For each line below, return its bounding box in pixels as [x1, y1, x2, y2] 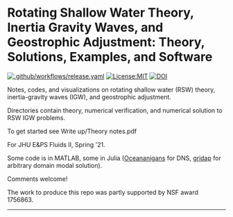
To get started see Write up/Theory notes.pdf [7, 127, 137, 135]
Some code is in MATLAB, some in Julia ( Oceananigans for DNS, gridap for [7, 154, 222, 162]
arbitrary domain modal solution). [7, 161, 103, 169]
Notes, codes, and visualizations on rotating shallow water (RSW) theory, [7, 85, 216, 94]
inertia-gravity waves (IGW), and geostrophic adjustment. [7, 92, 172, 101]
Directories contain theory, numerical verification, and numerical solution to [7, 106, 223, 114]
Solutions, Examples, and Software [7, 49, 213, 65]
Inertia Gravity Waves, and [7, 19, 164, 35]
